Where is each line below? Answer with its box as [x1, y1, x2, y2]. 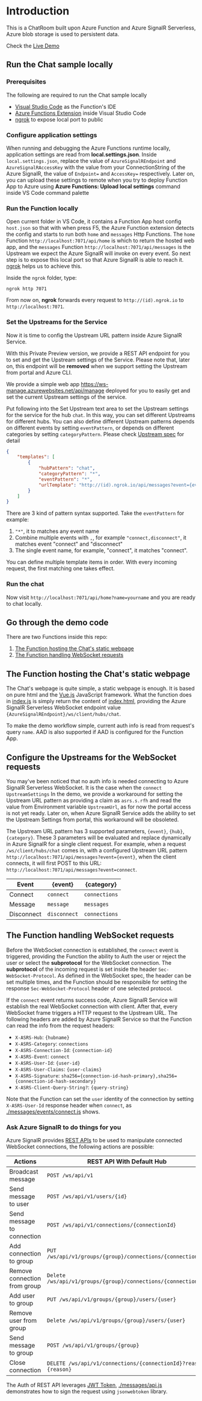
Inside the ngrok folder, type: [6, 274, 77, 282]
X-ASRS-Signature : [14, 1072, 60, 1079]
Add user [9, 1292, 35, 1300]
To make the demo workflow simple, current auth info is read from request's [6, 722, 195, 729]
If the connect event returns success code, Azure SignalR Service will [6, 996, 177, 1003]
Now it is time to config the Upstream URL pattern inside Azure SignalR [6, 331, 182, 339]
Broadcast [9, 1168, 38, 1176]
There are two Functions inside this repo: [6, 633, 108, 641]
